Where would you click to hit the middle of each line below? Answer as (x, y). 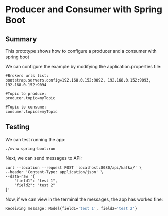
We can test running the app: (36, 139)
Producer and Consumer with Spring (84, 9)
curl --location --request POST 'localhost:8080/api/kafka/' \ (74, 167)
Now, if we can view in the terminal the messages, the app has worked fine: (84, 199)
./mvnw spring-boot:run (30, 149)
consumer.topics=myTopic (31, 112)
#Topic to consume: (26, 107)
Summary (21, 39)
